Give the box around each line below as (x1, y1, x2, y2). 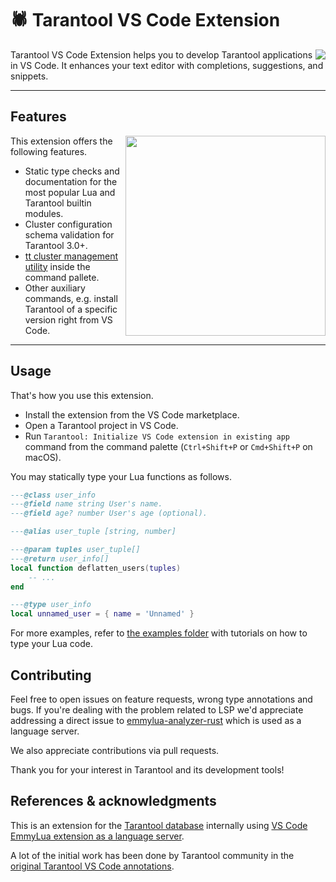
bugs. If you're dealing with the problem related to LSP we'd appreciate (10, 704, 304, 716)
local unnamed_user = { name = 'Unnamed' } (10, 609, 195, 619)
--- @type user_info (10, 600, 92, 610)
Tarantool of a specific (24, 303, 118, 315)
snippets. (10, 70, 49, 82)
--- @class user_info (10, 490, 97, 500)
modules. (24, 207, 64, 219)
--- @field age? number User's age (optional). (10, 508, 208, 519)
